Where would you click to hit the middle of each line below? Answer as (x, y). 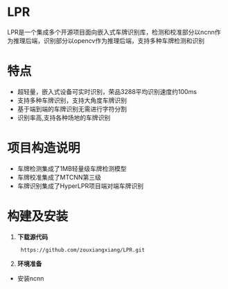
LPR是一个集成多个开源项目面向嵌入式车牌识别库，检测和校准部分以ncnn (111, 32)
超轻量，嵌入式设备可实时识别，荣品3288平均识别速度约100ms (107, 91)
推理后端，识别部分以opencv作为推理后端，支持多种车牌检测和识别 (108, 40)
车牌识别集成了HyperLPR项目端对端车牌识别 (80, 186)
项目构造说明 (44, 148)
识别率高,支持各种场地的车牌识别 (64, 118)
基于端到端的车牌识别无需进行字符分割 (72, 109)
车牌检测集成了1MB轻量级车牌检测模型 (72, 168)
